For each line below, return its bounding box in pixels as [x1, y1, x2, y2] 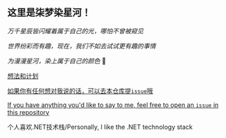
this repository [7, 108, 49, 116]
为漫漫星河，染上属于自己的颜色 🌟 [7, 56, 107, 65]
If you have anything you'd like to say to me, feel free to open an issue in [7, 101, 219, 109]
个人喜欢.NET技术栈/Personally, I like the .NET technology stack [7, 123, 193, 131]
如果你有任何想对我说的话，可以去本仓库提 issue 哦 [7, 87, 153, 95]
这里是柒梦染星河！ [7, 6, 91, 19]
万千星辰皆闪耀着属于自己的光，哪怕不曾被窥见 [7, 27, 143, 35]
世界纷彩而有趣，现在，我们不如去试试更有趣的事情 [7, 42, 156, 50]
